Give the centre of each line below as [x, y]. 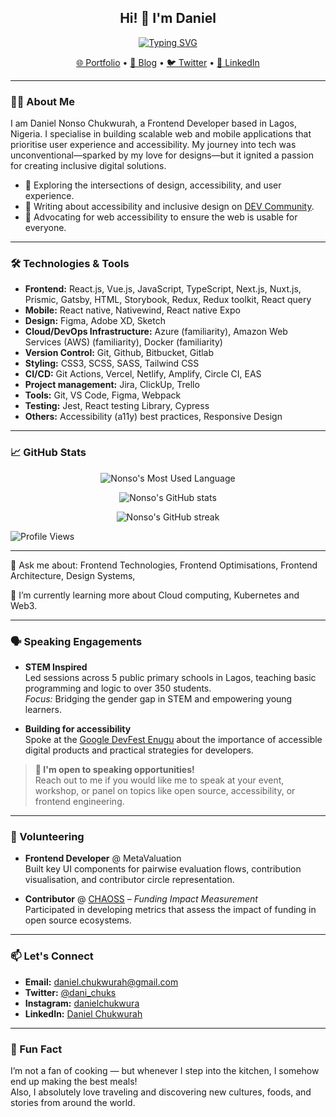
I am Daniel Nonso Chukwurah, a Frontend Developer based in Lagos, [154, 123]
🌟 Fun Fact [36, 1049]
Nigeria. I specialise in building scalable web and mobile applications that [161, 134]
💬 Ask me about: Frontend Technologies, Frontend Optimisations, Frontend [164, 565]
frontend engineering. [79, 801]
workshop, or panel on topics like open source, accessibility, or [165, 790]
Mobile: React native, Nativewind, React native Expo [132, 310]
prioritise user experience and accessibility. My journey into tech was [153, 145]
